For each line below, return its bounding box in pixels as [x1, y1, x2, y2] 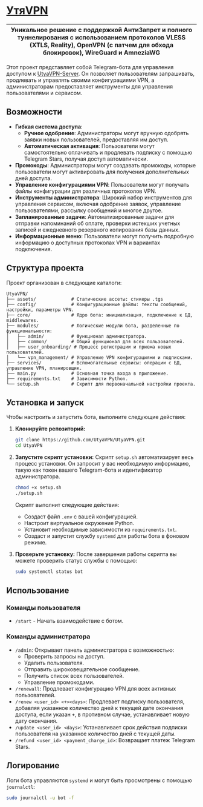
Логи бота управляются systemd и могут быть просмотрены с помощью [6, 777, 192, 784]
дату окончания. [14, 717, 58, 725]
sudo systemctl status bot [14, 568, 83, 575]
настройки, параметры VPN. [6, 307, 74, 313]
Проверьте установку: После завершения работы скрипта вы [14, 550, 177, 558]
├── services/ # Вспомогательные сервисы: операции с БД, [6, 360, 182, 366]
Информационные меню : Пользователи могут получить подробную [14, 232, 195, 239]
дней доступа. [14, 174, 53, 182]
